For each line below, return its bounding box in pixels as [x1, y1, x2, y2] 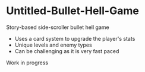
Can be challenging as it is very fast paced [14, 47, 119, 54]
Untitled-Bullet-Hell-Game [6, 4, 140, 18]
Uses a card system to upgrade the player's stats [14, 35, 135, 42]
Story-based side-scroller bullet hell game [6, 24, 109, 31]
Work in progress [6, 59, 49, 66]
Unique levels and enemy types [14, 41, 92, 48]
